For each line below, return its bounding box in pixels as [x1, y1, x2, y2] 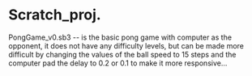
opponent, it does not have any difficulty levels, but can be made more [8, 40, 245, 50]
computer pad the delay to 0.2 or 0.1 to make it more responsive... [8, 58, 228, 68]
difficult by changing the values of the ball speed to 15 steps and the [8, 49, 237, 59]
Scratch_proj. [8, 6, 101, 24]
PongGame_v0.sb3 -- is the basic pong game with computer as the [8, 32, 233, 42]
